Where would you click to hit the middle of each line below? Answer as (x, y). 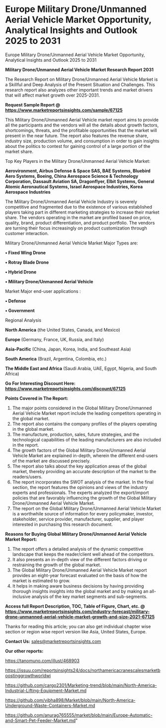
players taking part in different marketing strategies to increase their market (82, 212)
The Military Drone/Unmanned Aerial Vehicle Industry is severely (71, 201)
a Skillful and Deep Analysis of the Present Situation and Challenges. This (80, 84)
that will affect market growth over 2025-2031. (53, 95)
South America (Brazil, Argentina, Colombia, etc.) (56, 359)
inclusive (21, 597)
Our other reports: (24, 651)
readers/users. (27, 477)
